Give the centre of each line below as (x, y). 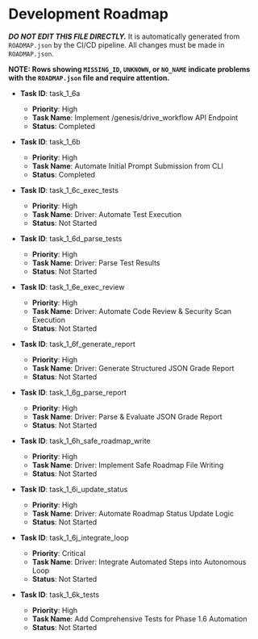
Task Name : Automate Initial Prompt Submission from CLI (127, 165)
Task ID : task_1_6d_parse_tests (71, 238)
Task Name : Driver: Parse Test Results (96, 262)
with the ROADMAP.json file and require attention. (89, 77)
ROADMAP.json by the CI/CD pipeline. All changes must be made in (117, 44)
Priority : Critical (59, 553)
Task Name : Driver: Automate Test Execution (107, 214)
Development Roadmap (89, 14)
